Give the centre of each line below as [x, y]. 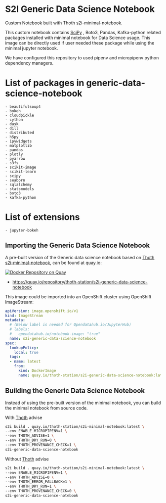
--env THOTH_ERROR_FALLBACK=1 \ [38, 482]
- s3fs [12, 163]
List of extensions [42, 217]
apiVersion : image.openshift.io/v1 [42, 311]
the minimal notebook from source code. [46, 408]
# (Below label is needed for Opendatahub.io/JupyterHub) [71, 325]
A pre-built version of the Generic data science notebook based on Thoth [80, 257]
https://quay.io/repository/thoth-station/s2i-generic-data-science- [80, 282]
